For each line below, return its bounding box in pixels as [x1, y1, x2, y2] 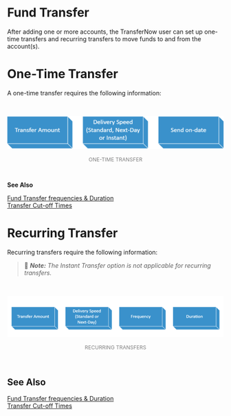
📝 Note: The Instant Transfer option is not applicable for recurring [23, 261, 211, 269]
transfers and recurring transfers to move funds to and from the [21, 34, 201, 43]
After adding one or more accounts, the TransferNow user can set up [7, 27, 203, 36]
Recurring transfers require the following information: [7, 248, 158, 256]
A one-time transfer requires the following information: [7, 89, 162, 97]
